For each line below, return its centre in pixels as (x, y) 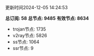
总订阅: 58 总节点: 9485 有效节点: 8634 (47, 18)
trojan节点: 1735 (29, 29)
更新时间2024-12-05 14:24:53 (37, 7)
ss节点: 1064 (26, 42)
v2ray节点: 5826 (30, 35)
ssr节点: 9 (23, 48)
